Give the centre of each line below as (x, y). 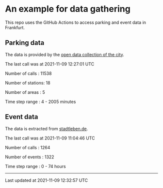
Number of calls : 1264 (28, 147)
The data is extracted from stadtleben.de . (47, 128)
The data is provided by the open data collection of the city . (65, 54)
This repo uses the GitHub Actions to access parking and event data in (76, 22)
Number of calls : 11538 (28, 73)
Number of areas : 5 (25, 92)
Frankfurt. (15, 27)
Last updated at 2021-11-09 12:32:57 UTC (47, 180)
